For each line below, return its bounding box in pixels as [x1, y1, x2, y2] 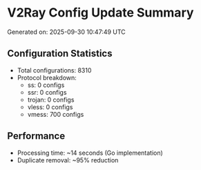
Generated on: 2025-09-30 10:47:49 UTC [7, 28, 126, 36]
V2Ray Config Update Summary [7, 5, 194, 21]
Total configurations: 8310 [17, 66, 92, 74]
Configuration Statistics [7, 48, 113, 59]
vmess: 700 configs [27, 110, 84, 118]
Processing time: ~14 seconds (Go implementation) [17, 149, 164, 157]
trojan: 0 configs [27, 95, 75, 104]
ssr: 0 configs [27, 88, 67, 96]
